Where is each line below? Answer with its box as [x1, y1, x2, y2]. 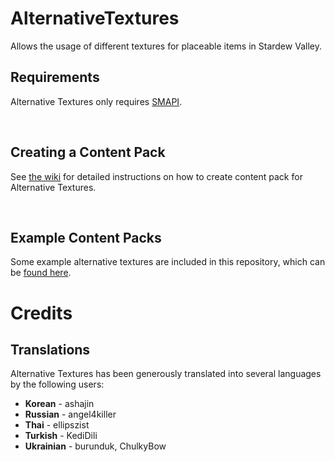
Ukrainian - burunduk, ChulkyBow [24, 440, 167, 452]
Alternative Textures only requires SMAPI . [10, 95, 183, 107]
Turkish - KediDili [24, 430, 98, 442]
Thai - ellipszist [24, 419, 90, 431]
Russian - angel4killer [24, 408, 117, 421]
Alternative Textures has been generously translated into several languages [10, 368, 322, 380]
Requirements [10, 69, 100, 86]
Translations [10, 341, 91, 358]
